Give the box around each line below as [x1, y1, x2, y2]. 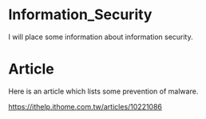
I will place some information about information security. [8, 32, 193, 42]
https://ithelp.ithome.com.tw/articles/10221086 [8, 101, 162, 111]
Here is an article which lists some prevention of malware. [8, 86, 199, 96]
